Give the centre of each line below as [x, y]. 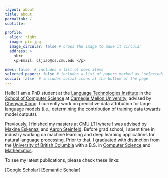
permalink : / [19, 19]
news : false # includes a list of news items [54, 70]
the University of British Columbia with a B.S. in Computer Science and [78, 145]
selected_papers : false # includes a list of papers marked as [72, 74]
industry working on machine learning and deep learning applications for [80, 135]
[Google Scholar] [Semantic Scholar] [43, 170]
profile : [14, 33]
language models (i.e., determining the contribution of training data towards [83, 109]
